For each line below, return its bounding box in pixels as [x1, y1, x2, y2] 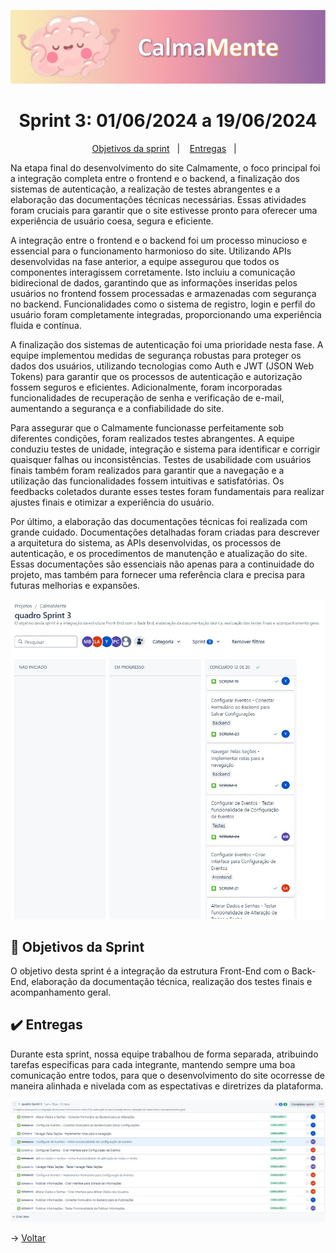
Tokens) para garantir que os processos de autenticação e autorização [10, 371, 303, 383]
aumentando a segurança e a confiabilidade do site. [10, 403, 225, 415]
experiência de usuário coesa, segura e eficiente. [10, 215, 214, 227]
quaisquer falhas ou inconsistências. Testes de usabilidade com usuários [10, 454, 312, 466]
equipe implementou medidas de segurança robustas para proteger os [10, 350, 302, 362]
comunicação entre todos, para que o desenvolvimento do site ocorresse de [10, 1069, 326, 1081]
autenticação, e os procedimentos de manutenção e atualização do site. [10, 548, 308, 560]
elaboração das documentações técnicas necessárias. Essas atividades [10, 194, 307, 206]
